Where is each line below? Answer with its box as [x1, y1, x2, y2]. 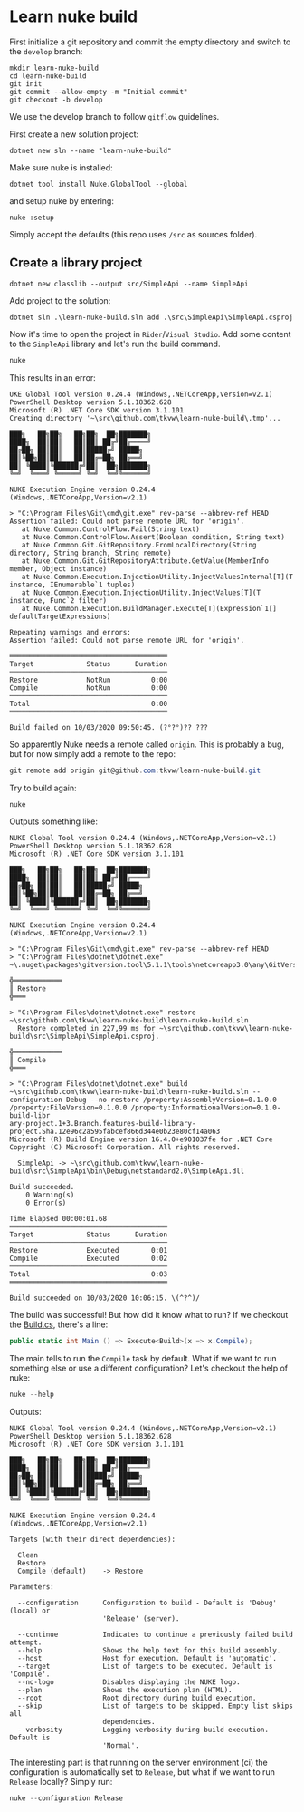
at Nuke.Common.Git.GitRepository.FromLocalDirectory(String [21, 540, 257, 549]
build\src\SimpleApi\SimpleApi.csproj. [9, 1032, 160, 1042]
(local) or [9, 1606, 51, 1615]
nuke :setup [9, 213, 54, 222]
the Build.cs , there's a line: [9, 1319, 109, 1330]
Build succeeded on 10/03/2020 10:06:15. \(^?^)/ [9, 1294, 201, 1303]
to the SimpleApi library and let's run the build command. [9, 338, 221, 349]
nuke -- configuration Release [9, 1794, 124, 1803]
